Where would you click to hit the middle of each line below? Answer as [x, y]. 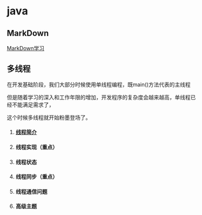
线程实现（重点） [37, 147]
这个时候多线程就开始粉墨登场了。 [49, 117]
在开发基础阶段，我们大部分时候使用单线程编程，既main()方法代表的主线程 [99, 84]
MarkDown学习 [25, 48]
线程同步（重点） [37, 177]
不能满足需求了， [33, 105]
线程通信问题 [31, 191]
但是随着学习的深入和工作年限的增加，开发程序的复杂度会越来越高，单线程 [99, 97]
